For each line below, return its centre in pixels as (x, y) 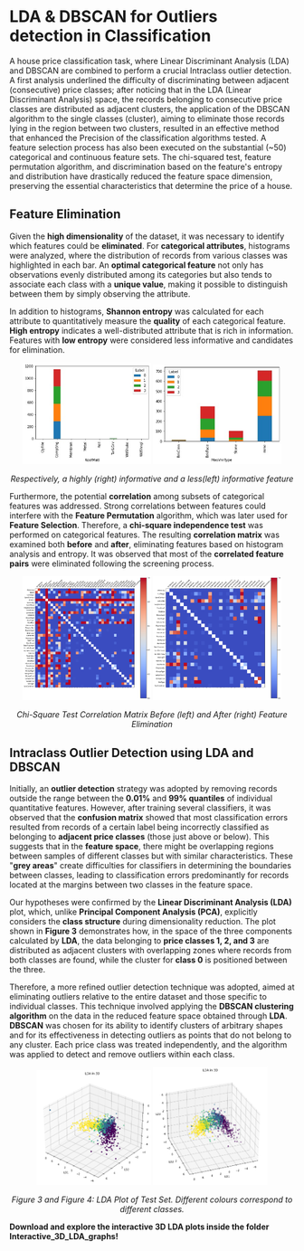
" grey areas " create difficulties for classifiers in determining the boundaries (151, 866)
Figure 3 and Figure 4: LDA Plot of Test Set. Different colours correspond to (152, 1199)
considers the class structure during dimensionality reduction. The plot (142, 922)
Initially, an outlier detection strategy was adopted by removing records (143, 789)
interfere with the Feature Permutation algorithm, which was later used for (148, 516)
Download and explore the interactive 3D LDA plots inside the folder (139, 1227)
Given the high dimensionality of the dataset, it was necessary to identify (147, 236)
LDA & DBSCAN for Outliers (114, 17)
